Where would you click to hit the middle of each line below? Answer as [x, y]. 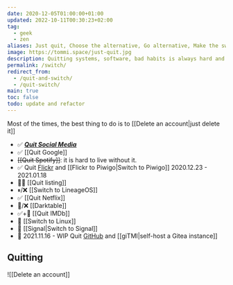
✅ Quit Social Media [47, 144]
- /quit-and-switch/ [43, 78]
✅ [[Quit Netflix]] [41, 198]
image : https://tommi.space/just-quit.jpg [69, 53]
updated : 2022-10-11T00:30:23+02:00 [60, 20]
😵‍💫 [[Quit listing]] [42, 182]
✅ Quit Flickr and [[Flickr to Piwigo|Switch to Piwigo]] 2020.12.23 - [112, 167]
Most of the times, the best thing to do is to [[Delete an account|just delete [114, 123]
